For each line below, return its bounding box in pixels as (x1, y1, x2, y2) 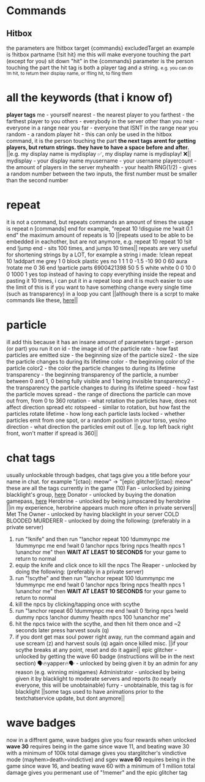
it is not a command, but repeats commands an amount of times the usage (6, 218, 194, 226)
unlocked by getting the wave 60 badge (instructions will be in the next (15, 653, 195, 660)
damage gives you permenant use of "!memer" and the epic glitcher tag (6, 769, 188, 776)
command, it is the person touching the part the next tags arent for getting (6, 137, 196, 144)
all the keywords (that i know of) (6, 91, 173, 105)
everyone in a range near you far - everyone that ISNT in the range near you (6, 124, 198, 131)
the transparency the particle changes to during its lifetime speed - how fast (6, 384, 199, 391)
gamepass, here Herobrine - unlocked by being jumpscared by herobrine (6, 497, 191, 505)
